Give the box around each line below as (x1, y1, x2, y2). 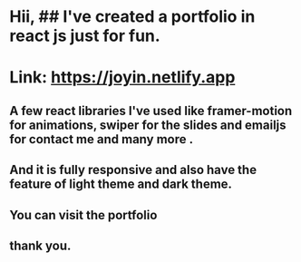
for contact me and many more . (9, 131, 194, 147)
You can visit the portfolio (9, 207, 158, 223)
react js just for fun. (9, 25, 160, 46)
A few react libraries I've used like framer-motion (9, 102, 293, 119)
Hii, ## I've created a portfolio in (9, 6, 256, 27)
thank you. (9, 238, 72, 253)
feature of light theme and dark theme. (9, 177, 233, 192)
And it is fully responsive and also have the (9, 162, 257, 178)
